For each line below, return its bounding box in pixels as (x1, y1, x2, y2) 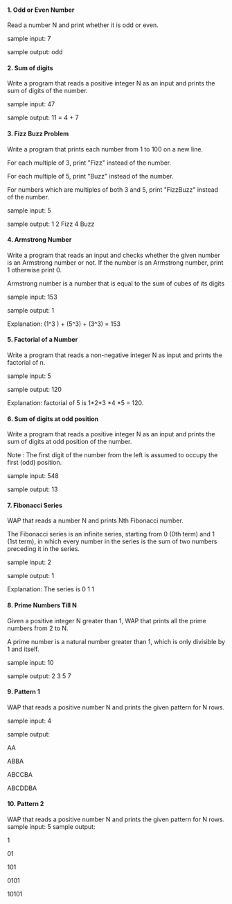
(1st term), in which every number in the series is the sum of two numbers (7, 537, 217, 545)
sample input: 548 (7, 472, 59, 480)
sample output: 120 (7, 386, 62, 394)
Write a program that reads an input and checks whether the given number (7, 251, 220, 259)
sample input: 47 (7, 100, 55, 108)
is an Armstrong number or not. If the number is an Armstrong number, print (7, 258, 224, 267)
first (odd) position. (7, 459, 62, 467)
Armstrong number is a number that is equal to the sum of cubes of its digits (7, 279, 225, 288)
